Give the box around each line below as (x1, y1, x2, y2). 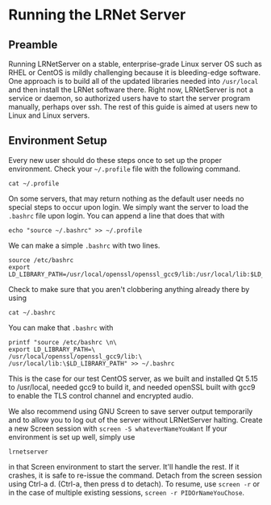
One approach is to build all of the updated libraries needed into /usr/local (8, 77, 259, 86)
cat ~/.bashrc (8, 308, 56, 316)
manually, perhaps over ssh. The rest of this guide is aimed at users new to (8, 102, 258, 111)
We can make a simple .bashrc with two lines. (8, 240, 161, 250)
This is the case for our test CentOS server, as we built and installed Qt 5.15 (8, 374, 258, 383)
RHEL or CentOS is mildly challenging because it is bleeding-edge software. (8, 68, 261, 77)
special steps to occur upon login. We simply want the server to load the (8, 202, 248, 211)
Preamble (8, 38, 58, 52)
